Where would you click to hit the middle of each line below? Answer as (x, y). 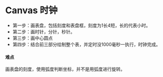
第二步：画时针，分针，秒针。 (44, 31)
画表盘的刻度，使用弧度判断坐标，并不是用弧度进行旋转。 (65, 69)
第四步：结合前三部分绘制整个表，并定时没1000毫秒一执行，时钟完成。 (86, 44)
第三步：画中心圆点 (33, 38)
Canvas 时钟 (32, 10)
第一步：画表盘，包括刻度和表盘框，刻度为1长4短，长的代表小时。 (81, 25)
